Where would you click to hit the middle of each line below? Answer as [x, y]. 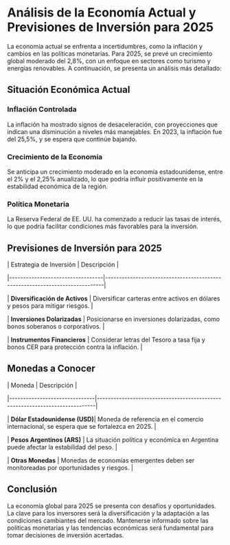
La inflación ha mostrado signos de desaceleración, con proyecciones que [113, 124]
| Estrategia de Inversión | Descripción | [63, 265]
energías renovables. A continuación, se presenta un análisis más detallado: [114, 68]
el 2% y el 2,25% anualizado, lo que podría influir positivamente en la [105, 179]
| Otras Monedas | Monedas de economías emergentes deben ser [101, 460]
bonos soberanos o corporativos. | [56, 326]
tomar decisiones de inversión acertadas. [66, 535]
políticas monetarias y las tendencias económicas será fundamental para [111, 528]
